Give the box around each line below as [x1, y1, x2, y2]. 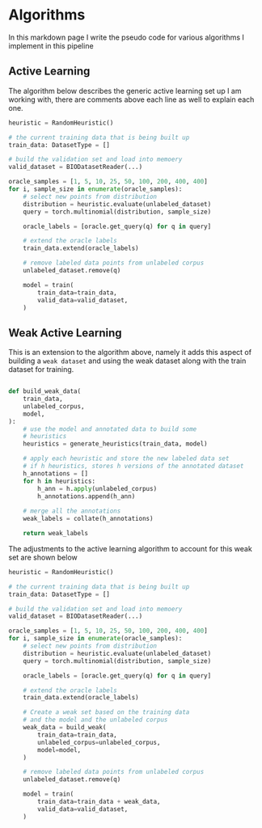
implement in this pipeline [8, 40, 95, 50]
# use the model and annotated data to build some [23, 425, 197, 433]
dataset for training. [8, 365, 74, 374]
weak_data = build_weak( [23, 724, 107, 732]
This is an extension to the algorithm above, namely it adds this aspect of [8, 348, 252, 357]
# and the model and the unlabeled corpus [23, 716, 168, 724]
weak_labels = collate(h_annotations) [23, 515, 154, 523]
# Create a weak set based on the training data [23, 708, 190, 716]
